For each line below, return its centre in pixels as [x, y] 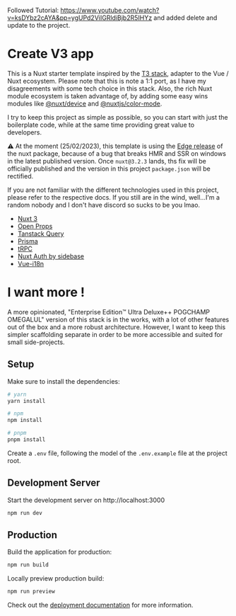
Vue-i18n [31, 263]
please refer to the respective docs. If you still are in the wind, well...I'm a [114, 197]
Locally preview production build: [56, 578]
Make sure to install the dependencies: [64, 381]
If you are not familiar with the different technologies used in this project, [113, 190]
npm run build [28, 565]
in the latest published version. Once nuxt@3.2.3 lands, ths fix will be [107, 161]
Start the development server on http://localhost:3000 [86, 500]
